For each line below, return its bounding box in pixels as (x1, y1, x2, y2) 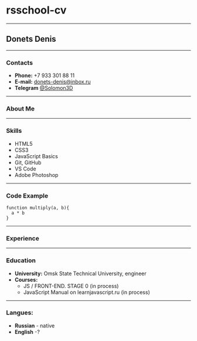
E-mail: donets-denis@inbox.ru (14, 78, 91, 85)
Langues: (6, 309, 33, 317)
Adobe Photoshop (14, 171, 59, 178)
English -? (14, 328, 40, 335)
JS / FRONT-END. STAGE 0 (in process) (23, 282, 119, 289)
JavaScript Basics (14, 152, 59, 159)
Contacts (6, 58, 33, 66)
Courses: (14, 276, 38, 283)
